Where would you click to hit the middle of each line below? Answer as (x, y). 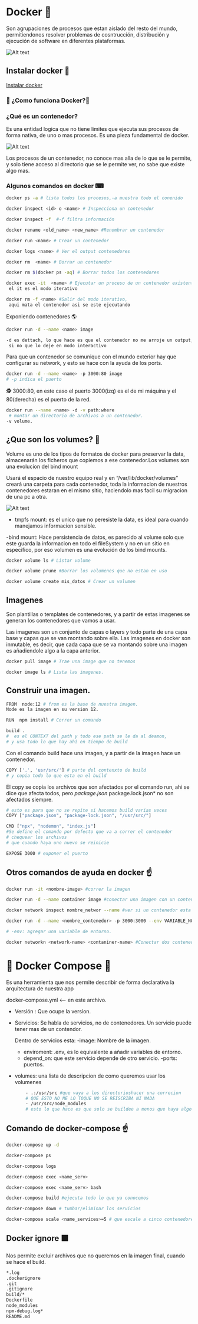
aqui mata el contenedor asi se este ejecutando (70, 305)
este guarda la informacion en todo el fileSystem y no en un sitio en (88, 543)
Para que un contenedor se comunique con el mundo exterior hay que (91, 357)
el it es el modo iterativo (43, 289)
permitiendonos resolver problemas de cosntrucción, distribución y (88, 34)
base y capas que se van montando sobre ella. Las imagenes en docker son (98, 638)
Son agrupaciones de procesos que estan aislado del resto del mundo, (92, 28)
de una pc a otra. (27, 496)
